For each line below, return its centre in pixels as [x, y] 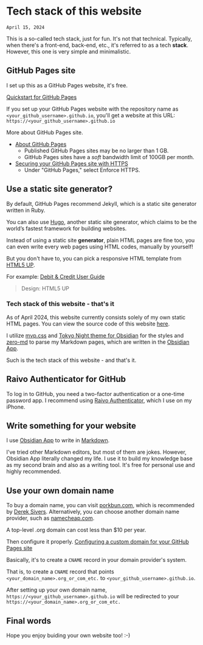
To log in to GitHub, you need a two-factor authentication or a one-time [95, 394]
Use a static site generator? [60, 189]
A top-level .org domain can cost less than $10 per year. [76, 530]
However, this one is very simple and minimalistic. [69, 51]
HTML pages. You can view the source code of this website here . [88, 324]
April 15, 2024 [26, 27]
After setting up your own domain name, [57, 590]
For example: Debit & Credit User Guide [56, 276]
